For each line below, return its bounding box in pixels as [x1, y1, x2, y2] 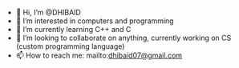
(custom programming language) [15, 42, 125, 51]
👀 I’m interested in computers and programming [15, 16, 174, 26]
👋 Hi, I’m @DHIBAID [15, 8, 82, 17]
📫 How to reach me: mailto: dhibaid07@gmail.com [15, 50, 183, 60]
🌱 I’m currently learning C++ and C [15, 25, 132, 34]
